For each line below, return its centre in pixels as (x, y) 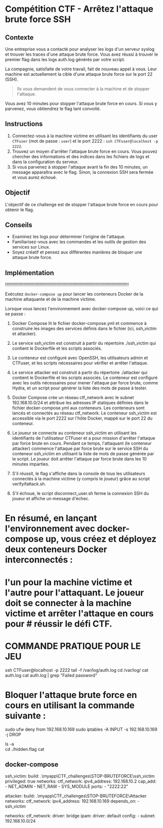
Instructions (24, 124)
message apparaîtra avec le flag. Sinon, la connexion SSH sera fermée (83, 172)
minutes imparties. (31, 464)
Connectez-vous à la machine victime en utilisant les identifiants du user (85, 136)
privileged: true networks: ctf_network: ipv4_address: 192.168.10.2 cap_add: (81, 781)
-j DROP (13, 734)
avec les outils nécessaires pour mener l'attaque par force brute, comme (85, 383)
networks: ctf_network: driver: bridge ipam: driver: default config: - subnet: (80, 816)
